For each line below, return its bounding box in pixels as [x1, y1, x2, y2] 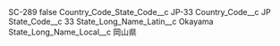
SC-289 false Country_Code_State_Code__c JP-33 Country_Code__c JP [8, 7, 271, 17]
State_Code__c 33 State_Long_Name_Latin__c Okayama [8, 16, 214, 27]
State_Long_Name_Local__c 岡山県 [8, 27, 138, 37]
